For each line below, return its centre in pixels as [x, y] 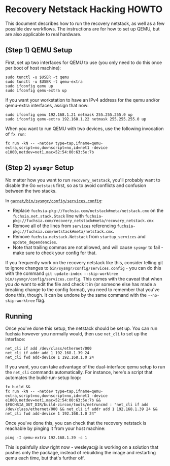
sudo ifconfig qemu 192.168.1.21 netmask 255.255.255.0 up [69, 115]
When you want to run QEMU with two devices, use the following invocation [84, 129]
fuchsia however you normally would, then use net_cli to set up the [76, 334]
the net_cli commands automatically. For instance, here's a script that [79, 372]
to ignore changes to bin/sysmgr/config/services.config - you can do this [83, 268]
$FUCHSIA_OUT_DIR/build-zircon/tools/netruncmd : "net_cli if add [77, 405]
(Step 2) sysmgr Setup [40, 168]
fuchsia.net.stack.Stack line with [48, 216]
